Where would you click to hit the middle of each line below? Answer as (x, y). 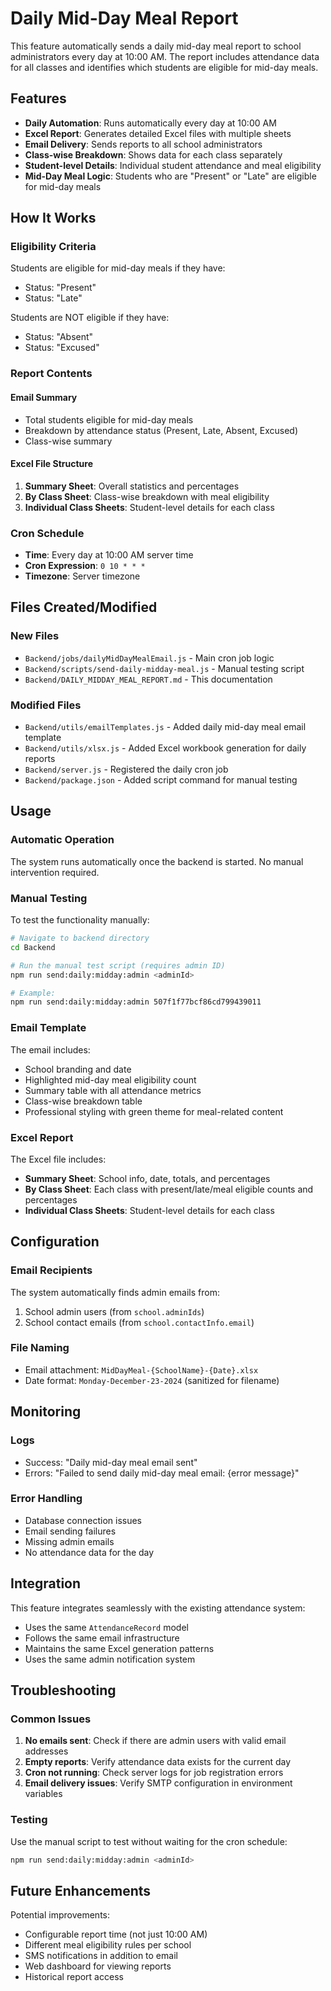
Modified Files (46, 705)
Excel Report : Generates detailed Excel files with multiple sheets (158, 133)
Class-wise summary (68, 441)
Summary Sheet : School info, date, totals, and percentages (147, 1178)
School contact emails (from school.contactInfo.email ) (139, 1322)
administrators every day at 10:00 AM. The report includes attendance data (165, 56)
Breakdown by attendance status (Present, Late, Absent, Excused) (161, 430)
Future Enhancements (81, 1890)
